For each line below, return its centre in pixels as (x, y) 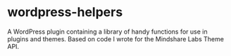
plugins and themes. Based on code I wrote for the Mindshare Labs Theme (115, 38)
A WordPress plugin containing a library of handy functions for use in (107, 31)
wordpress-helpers (65, 12)
